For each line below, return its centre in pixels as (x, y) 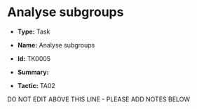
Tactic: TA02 (36, 85)
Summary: (33, 72)
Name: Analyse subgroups (56, 45)
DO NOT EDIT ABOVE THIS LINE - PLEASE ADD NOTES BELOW (99, 99)
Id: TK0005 (34, 58)
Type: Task (34, 31)
